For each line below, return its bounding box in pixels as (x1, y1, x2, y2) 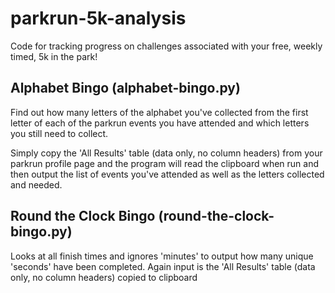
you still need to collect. (10, 127, 109, 139)
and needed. (10, 178, 63, 191)
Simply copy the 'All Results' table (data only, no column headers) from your (10, 147, 323, 159)
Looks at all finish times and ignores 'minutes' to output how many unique (10, 250, 314, 262)
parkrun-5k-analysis (10, 7, 187, 30)
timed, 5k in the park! (10, 50, 98, 62)
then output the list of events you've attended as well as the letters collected (10, 168, 325, 180)
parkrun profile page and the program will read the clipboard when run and (10, 157, 320, 169)
